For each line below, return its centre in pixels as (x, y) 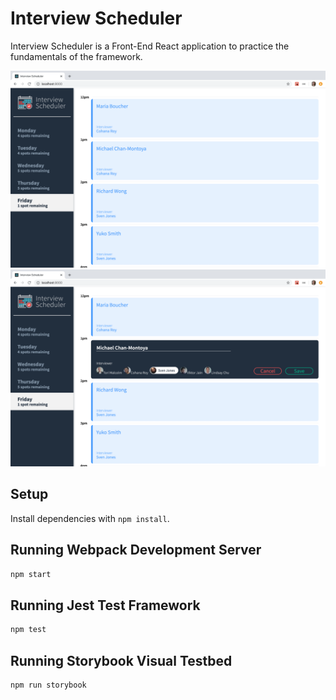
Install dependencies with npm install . (90, 518)
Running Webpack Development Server (136, 550)
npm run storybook (48, 685)
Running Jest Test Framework (105, 605)
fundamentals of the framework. (76, 56)
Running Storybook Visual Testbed (121, 660)
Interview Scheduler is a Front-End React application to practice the (150, 46)
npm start (31, 574)
